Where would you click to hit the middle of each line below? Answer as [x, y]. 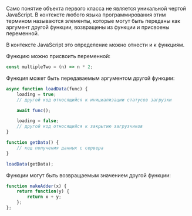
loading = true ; [37, 94]
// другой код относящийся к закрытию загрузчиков [80, 126]
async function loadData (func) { [47, 89]
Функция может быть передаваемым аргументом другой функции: [90, 78]
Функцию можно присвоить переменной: [58, 56]
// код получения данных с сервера [60, 148]
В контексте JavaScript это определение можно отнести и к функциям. [95, 45]
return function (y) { [43, 191]
